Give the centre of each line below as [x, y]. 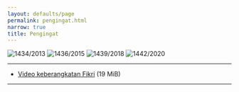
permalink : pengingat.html [47, 21]
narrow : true [27, 27]
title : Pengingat [33, 34]
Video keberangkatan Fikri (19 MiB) [69, 74]
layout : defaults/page [41, 14]
